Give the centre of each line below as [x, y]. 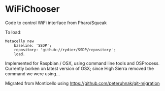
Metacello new [20, 41]
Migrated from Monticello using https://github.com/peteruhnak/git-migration [82, 83]
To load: [13, 32]
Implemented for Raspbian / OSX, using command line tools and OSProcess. [82, 63]
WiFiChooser [33, 9]
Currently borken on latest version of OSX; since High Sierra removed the [80, 68]
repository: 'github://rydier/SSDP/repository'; [65, 50]
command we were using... [33, 74]
